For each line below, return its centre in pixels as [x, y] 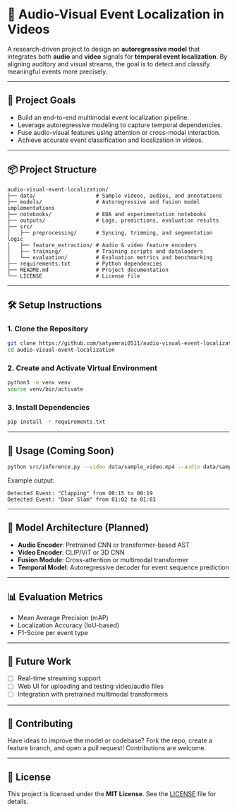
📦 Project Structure [52, 170]
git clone [22, 343]
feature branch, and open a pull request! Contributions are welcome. [107, 748]
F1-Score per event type [53, 632]
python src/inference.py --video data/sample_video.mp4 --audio [104, 467]
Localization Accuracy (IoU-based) [68, 625]
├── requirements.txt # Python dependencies [85, 264]
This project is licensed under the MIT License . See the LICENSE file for [112, 794]
